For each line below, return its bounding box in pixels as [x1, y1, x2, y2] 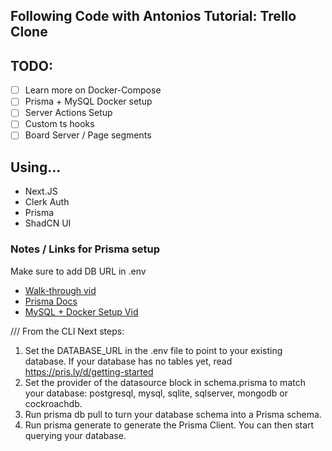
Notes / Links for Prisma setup [10, 242, 161, 256]
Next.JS [24, 185, 58, 198]
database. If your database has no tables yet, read [24, 355, 233, 367]
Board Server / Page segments [24, 129, 152, 141]
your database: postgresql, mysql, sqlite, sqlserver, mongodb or [24, 387, 288, 399]
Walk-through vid [24, 284, 97, 296]
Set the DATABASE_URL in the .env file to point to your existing [24, 344, 283, 356]
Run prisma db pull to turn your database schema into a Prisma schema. [24, 408, 322, 420]
